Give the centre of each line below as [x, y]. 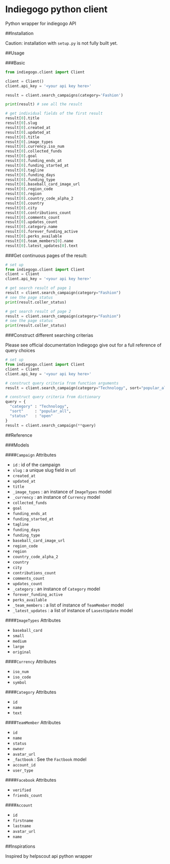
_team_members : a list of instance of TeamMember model [68, 605]
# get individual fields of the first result [54, 114]
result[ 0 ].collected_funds [34, 151]
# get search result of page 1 [38, 288]
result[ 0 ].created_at [28, 127]
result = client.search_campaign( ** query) [51, 425]
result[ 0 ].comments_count [32, 217]
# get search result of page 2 [38, 311]
